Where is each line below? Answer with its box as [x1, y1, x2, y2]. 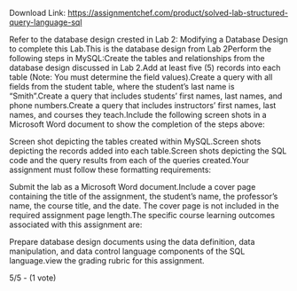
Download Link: [9, 8, 66, 18]
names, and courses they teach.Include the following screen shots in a [9, 110, 268, 120]
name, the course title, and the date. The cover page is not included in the [9, 201, 279, 211]
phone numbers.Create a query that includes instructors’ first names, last [9, 100, 277, 110]
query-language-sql [9, 17, 82, 28]
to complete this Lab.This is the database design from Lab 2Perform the [9, 43, 272, 54]
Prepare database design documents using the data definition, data [9, 237, 255, 247]
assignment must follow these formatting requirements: [9, 164, 211, 175]
